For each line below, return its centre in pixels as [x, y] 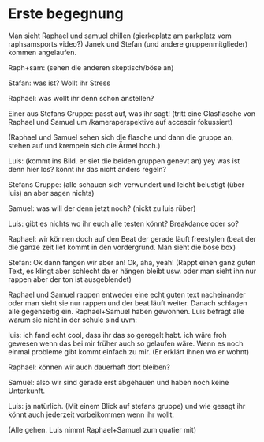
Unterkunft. [27, 391]
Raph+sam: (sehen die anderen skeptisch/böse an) [91, 67]
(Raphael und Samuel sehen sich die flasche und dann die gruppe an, [121, 137]
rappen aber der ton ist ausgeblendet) [70, 279]
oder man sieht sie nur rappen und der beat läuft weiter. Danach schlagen [128, 303]
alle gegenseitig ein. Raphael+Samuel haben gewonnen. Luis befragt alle [126, 311]
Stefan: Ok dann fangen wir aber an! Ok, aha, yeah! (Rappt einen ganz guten [132, 262]
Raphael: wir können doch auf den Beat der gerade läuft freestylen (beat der [132, 238]
